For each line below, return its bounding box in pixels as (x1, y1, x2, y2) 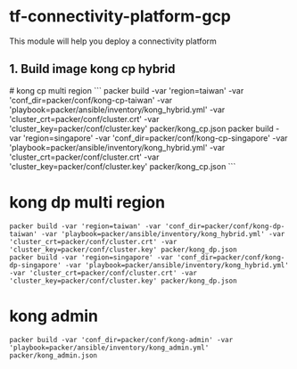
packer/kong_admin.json (9, 350, 98, 360)
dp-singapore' (9, 260, 62, 269)
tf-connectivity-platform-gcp (9, 6, 232, 27)
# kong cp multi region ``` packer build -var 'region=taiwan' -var (9, 85, 244, 95)
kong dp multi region (9, 192, 166, 212)
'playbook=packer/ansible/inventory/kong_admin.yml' (9, 343, 210, 352)
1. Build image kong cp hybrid (9, 61, 176, 77)
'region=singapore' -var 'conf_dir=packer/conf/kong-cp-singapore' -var (22, 132, 288, 143)
